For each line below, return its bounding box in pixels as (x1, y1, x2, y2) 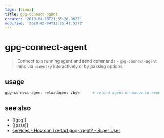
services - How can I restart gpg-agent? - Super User (12, 127, 121, 133)
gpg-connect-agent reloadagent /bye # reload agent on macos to (5, 91, 150, 95)
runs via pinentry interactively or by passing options (17, 63, 123, 69)
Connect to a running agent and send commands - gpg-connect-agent (17, 58, 157, 64)
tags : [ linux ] (5, 7, 34, 12)
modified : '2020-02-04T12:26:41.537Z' (5, 21, 84, 26)
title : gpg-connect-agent (5, 12, 58, 17)
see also (5, 104, 31, 113)
